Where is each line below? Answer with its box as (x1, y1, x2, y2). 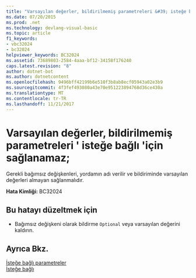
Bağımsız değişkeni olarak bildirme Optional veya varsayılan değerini (14, 221, 181, 228)
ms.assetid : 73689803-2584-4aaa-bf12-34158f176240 (6, 57, 132, 63)
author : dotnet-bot (6, 68, 54, 74)
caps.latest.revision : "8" (6, 63, 72, 69)
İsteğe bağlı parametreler (6, 259, 67, 266)
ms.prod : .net (6, 19, 41, 25)
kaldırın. (14, 226, 34, 234)
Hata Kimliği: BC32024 (6, 188, 62, 195)
